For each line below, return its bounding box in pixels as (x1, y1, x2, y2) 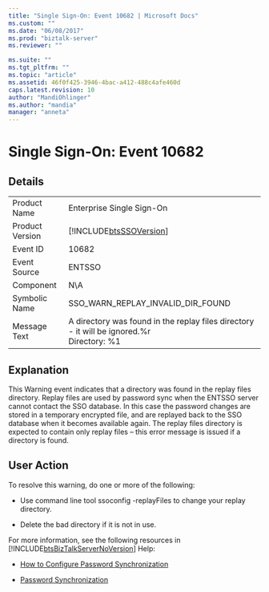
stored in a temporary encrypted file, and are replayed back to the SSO (8, 410, 243, 420)
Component (12, 280, 58, 291)
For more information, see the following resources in (8, 535, 181, 545)
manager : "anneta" (8, 108, 70, 116)
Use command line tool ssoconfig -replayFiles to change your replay (19, 495, 246, 505)
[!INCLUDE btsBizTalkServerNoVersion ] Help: (8, 543, 156, 553)
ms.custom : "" (8, 19, 56, 27)
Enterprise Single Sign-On (67, 202, 168, 213)
